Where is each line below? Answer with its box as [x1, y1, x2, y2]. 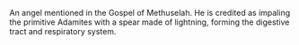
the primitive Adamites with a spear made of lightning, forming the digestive [9, 17, 290, 27]
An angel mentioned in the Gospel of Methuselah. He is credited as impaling [9, 8, 290, 18]
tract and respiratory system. [9, 26, 117, 36]
